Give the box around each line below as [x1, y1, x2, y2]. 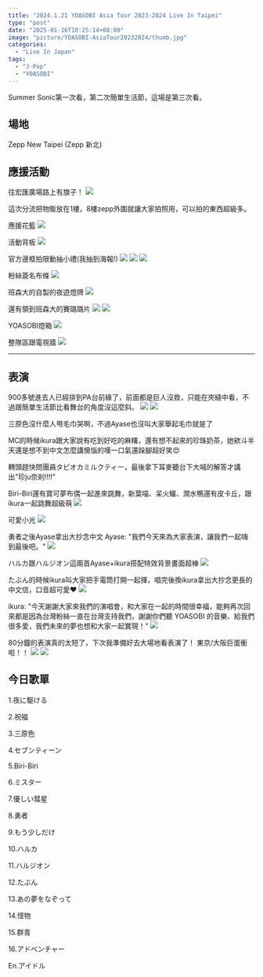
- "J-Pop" [15, 63, 47, 71]
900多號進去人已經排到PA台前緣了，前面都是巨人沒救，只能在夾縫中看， [8, 393, 243, 402]
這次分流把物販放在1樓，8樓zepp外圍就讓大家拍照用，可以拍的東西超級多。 [8, 204, 251, 214]
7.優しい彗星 [8, 794, 49, 803]
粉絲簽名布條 [8, 271, 49, 280]
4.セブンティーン [8, 745, 63, 755]
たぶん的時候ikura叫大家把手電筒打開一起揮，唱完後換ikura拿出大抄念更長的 [8, 575, 253, 585]
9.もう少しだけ [8, 827, 56, 836]
